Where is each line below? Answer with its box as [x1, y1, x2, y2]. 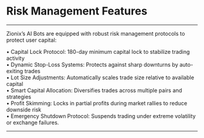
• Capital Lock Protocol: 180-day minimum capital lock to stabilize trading [6, 48, 190, 55]
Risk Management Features [6, 4, 148, 18]
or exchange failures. [6, 119, 59, 126]
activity [6, 54, 25, 62]
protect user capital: [6, 36, 57, 44]
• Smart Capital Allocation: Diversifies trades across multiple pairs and [6, 87, 182, 94]
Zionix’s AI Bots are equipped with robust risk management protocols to [6, 30, 185, 37]
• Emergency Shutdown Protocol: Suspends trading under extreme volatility [6, 112, 196, 119]
